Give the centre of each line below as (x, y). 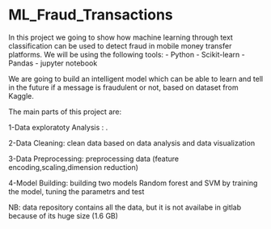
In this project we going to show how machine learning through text (121, 37)
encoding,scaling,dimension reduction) (74, 167)
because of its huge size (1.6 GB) (64, 215)
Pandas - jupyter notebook (53, 63)
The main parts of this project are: (65, 112)
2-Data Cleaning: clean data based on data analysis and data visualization (132, 142)
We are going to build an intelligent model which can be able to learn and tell (136, 78)
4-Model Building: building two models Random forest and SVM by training (133, 183)
